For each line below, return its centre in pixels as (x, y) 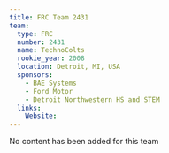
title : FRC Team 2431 (49, 17)
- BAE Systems (51, 83)
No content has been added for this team (84, 142)
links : (29, 108)
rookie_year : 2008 (51, 58)
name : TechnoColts (51, 50)
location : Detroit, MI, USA (69, 67)
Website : (41, 116)
